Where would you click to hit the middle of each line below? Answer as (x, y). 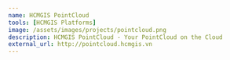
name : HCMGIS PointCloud (49, 15)
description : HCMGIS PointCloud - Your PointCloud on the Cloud (115, 37)
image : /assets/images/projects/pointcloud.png (88, 30)
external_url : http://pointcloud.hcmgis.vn (80, 44)
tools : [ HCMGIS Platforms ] (52, 23)
